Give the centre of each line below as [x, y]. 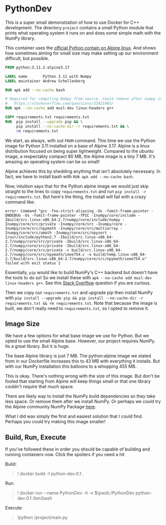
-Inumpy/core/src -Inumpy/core [90, 224]
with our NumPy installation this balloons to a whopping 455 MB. [71, 366]
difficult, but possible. [27, 58]
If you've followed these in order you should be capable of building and [78, 449]
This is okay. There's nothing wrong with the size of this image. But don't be [83, 376]
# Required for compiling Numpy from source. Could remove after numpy [80, 99]
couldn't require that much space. [40, 387]
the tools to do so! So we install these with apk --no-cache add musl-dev [79, 277]
